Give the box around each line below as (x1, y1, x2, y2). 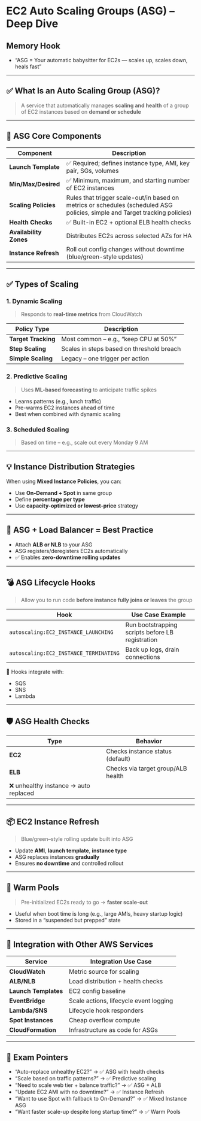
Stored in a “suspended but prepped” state (14, 916, 121, 923)
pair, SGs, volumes (66, 166, 119, 175)
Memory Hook (6, 41, 61, 51)
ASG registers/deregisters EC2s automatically (14, 547, 128, 554)
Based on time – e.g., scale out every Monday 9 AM (20, 439, 148, 446)
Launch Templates (9, 986, 63, 995)
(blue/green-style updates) (66, 253, 144, 261)
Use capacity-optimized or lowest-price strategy (14, 502, 139, 509)
